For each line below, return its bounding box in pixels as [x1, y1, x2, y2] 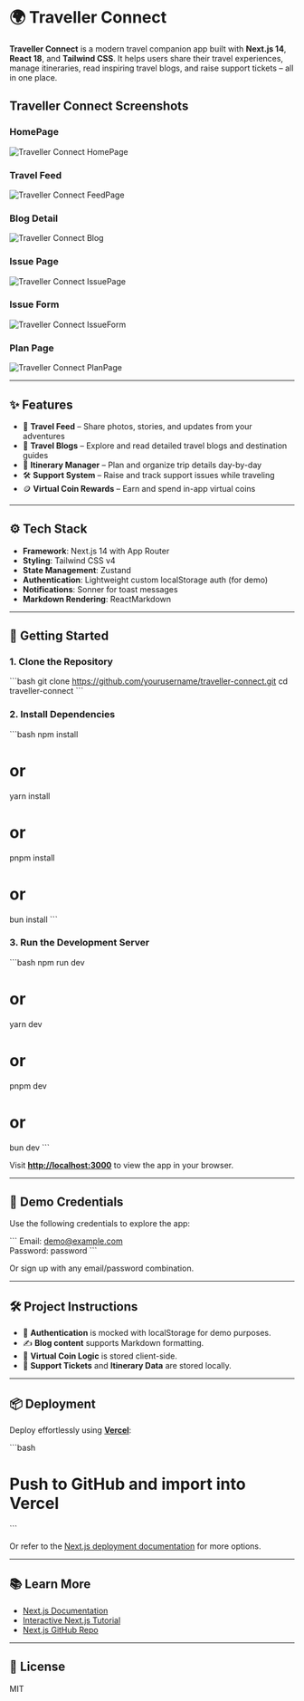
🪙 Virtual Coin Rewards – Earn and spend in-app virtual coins [22, 483, 256, 494]
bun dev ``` [9, 1142, 50, 1153]
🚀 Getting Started [9, 629, 109, 644]
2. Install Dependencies [9, 708, 116, 721]
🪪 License [9, 1659, 66, 1675]
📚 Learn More [9, 1577, 91, 1592]
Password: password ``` [9, 1245, 98, 1256]
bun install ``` [9, 914, 58, 925]
